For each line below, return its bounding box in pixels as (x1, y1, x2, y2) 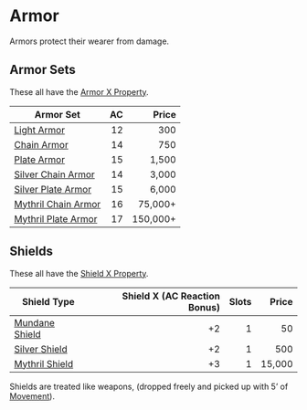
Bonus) (187, 300, 221, 313)
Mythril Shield (14, 357, 74, 370)
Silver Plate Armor (14, 183, 92, 195)
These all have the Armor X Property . (9, 86, 149, 97)
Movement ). (9, 390, 55, 402)
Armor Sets (9, 62, 76, 78)
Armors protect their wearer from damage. (9, 36, 170, 47)
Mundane (14, 316, 55, 329)
